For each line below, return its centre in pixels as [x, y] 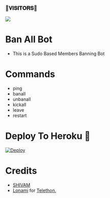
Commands [30, 74]
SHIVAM [21, 185]
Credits [21, 171]
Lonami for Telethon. [34, 190]
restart [20, 116]
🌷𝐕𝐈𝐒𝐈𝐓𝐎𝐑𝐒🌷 [21, 8]
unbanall [22, 100]
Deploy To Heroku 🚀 [48, 136]
